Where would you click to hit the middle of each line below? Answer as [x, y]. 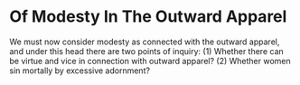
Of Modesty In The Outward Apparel [148, 17]
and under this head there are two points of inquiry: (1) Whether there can [147, 51]
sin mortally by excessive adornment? [80, 71]
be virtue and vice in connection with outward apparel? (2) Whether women [150, 61]
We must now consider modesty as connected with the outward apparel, [145, 42]
